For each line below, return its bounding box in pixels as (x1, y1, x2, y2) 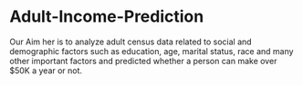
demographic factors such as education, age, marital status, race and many (9, 45, 294, 56)
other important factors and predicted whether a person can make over (9, 55, 277, 66)
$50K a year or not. (9, 65, 83, 76)
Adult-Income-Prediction (9, 6, 204, 27)
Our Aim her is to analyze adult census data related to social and (9, 36, 253, 47)
